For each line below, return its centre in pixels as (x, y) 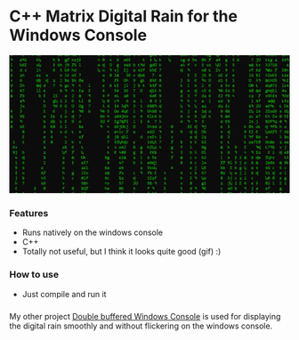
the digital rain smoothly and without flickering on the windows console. (141, 326)
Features (29, 213)
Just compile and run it (64, 294)
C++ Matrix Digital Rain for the (124, 16)
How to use (34, 275)
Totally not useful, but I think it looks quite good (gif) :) (121, 252)
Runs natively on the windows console (92, 232)
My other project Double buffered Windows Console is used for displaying (145, 316)
